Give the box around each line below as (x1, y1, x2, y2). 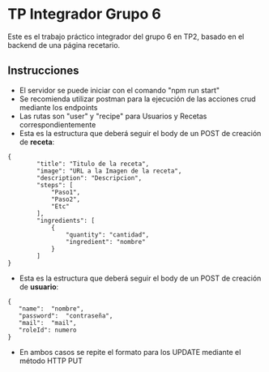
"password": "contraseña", (18, 311, 113, 320)
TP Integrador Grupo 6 (7, 5, 161, 24)
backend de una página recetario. (7, 40, 121, 49)
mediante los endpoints (19, 102, 98, 112)
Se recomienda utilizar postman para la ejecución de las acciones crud (19, 94, 256, 104)
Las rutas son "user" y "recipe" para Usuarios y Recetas (19, 111, 207, 121)
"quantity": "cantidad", (65, 230, 150, 239)
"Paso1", (50, 188, 81, 196)
